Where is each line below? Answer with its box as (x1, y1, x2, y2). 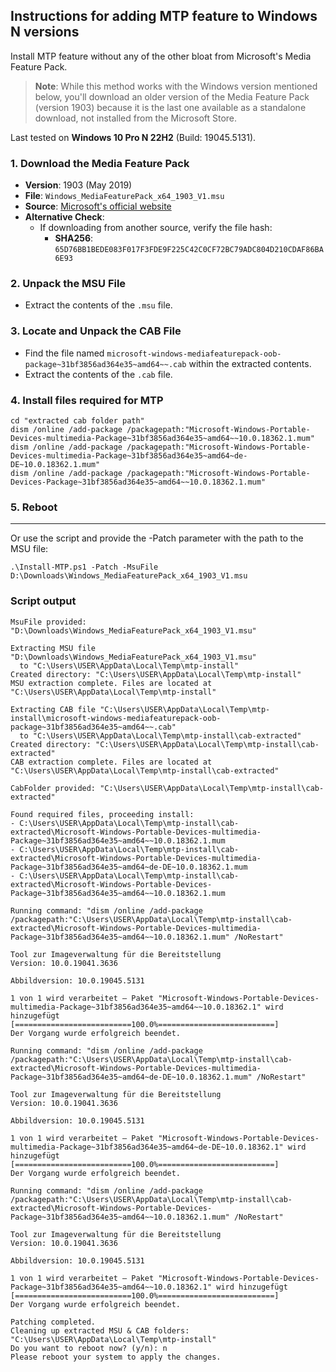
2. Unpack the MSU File (10, 277, 127, 291)
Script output (10, 594, 77, 608)
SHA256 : (54, 232, 94, 244)
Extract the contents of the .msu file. (24, 299, 173, 311)
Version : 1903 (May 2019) (24, 179, 133, 191)
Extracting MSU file (10, 643, 97, 653)
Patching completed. (10, 1317, 97, 1327)
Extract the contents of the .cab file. (24, 368, 173, 380)
